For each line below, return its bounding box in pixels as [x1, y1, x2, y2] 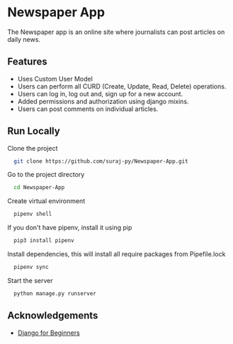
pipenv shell [13, 210, 52, 218]
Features [7, 56, 47, 68]
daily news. [7, 35, 41, 43]
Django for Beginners [17, 328, 80, 337]
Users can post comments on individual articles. [17, 104, 159, 113]
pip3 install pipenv [13, 237, 74, 244]
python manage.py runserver [13, 289, 97, 297]
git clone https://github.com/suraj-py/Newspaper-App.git [13, 157, 189, 165]
